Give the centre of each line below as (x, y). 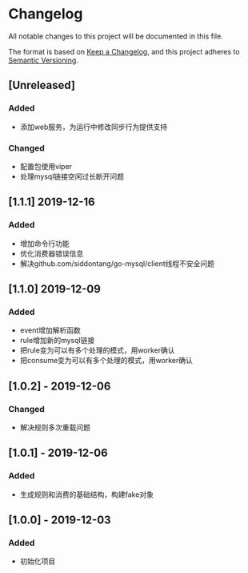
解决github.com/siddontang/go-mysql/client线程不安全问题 (117, 263)
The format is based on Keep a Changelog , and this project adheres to (124, 51)
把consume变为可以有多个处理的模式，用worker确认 (106, 361)
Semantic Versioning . (43, 60)
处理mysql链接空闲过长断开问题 (72, 176)
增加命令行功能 (44, 243)
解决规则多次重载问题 (55, 427)
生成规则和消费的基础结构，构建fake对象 (87, 494)
